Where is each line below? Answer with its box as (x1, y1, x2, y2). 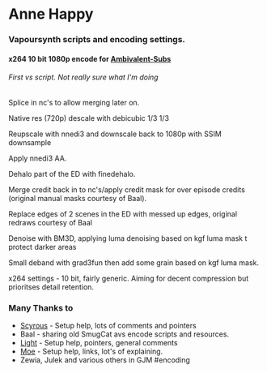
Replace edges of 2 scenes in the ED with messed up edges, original (8, 208, 237, 219)
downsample (8, 137, 52, 147)
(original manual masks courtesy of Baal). (8, 193, 147, 203)
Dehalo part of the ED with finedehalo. (8, 169, 136, 178)
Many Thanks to (8, 302, 74, 313)
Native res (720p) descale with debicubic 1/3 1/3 (8, 113, 170, 122)
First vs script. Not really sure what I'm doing (8, 72, 159, 82)
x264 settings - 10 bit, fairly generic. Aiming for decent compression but (8, 273, 249, 283)
